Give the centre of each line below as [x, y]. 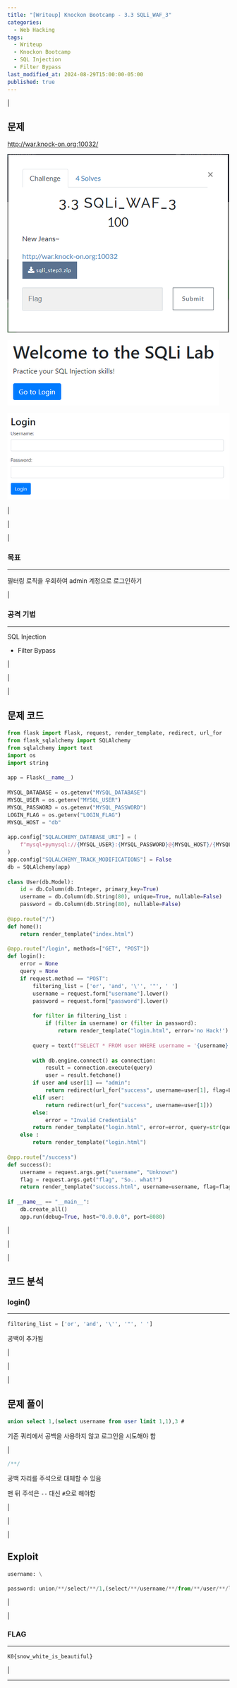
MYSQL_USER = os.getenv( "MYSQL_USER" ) [64, 800]
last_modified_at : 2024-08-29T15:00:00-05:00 [75, 74]
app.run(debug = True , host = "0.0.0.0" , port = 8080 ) [93, 1217]
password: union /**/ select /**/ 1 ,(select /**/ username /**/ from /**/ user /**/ [118, 1589]
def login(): [26, 956]
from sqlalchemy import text [50, 748]
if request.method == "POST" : [65, 978]
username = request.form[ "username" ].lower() [101, 994]
